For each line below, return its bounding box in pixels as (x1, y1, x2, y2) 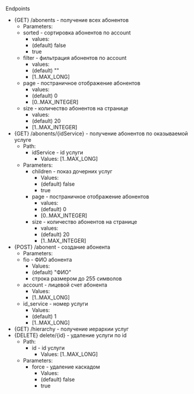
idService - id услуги (31, 149, 83, 156)
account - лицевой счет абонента (22, 281, 108, 288)
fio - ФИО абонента (22, 256, 72, 263)
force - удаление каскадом (31, 363, 101, 370)
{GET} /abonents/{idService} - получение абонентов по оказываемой (14, 130, 189, 137)
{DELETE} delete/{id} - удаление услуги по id (14, 332, 127, 339)
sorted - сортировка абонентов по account (22, 29, 131, 36)
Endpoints (5, 5, 30, 12)
